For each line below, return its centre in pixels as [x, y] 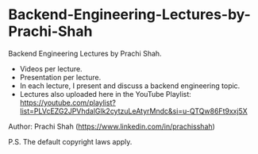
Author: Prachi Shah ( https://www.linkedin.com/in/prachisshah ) [112, 126]
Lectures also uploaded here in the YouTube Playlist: [106, 94]
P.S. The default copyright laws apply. [70, 141]
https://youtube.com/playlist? [68, 102]
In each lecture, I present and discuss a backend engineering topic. [130, 86]
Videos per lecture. [51, 68]
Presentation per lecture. [60, 77]
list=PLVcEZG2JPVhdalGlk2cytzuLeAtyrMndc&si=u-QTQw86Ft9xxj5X [133, 111]
